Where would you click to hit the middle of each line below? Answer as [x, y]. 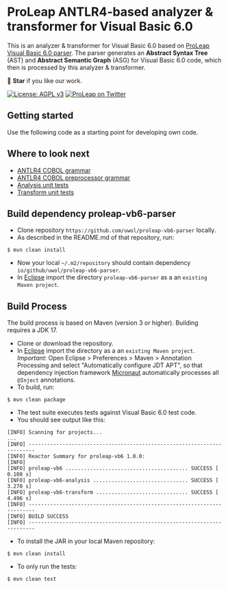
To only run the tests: [47, 566]
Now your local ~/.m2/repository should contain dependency [104, 263]
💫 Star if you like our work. [45, 80]
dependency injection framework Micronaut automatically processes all [118, 373]
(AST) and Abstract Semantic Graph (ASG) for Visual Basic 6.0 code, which [114, 60]
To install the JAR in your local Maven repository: [86, 541]
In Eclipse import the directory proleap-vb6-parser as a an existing [112, 277]
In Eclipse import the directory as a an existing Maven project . [106, 351]
